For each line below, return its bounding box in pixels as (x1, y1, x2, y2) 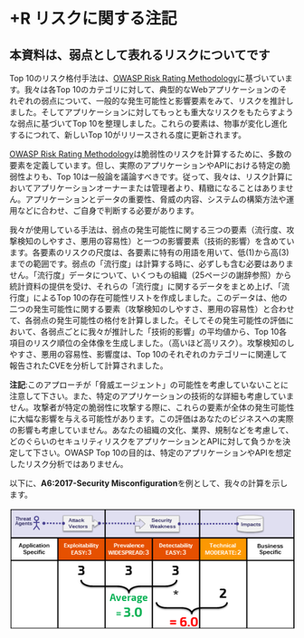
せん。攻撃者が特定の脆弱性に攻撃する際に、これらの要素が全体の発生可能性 (9, 402, 295, 413)
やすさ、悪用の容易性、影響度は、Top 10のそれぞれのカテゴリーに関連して (9, 349, 288, 359)
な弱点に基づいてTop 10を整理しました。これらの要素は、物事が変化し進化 (9, 119, 288, 129)
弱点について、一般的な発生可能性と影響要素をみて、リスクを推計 (40, 96, 287, 106)
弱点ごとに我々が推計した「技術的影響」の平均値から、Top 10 (48, 327, 280, 337)
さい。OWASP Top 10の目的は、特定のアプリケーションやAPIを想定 (40, 447, 292, 458)
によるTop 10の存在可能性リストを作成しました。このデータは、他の (33, 292, 288, 303)
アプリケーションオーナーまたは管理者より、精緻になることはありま (33, 183, 287, 193)
